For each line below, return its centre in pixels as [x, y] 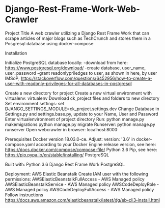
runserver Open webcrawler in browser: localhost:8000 [61, 129]
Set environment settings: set [35, 103]
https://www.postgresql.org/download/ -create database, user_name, [75, 68]
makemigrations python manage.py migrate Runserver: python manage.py [80, 124]
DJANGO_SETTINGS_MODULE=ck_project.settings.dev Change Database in [82, 109]
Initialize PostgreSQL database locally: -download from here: [67, 62]
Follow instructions [24, 195]
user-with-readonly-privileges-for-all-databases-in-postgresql [68, 83]
